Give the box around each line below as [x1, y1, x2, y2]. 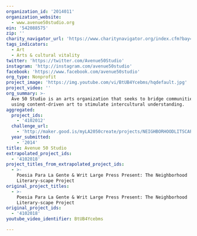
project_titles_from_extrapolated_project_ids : [6, 161, 125, 167]
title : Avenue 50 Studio [6, 145, 67, 151]
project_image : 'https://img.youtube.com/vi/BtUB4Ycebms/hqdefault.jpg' [6, 80, 188, 86]
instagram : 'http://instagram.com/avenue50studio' [6, 63, 133, 69]
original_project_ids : [6, 205, 62, 211]
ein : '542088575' [6, 25, 49, 31]
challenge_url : [11, 123, 49, 129]
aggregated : [6, 107, 35, 113]
